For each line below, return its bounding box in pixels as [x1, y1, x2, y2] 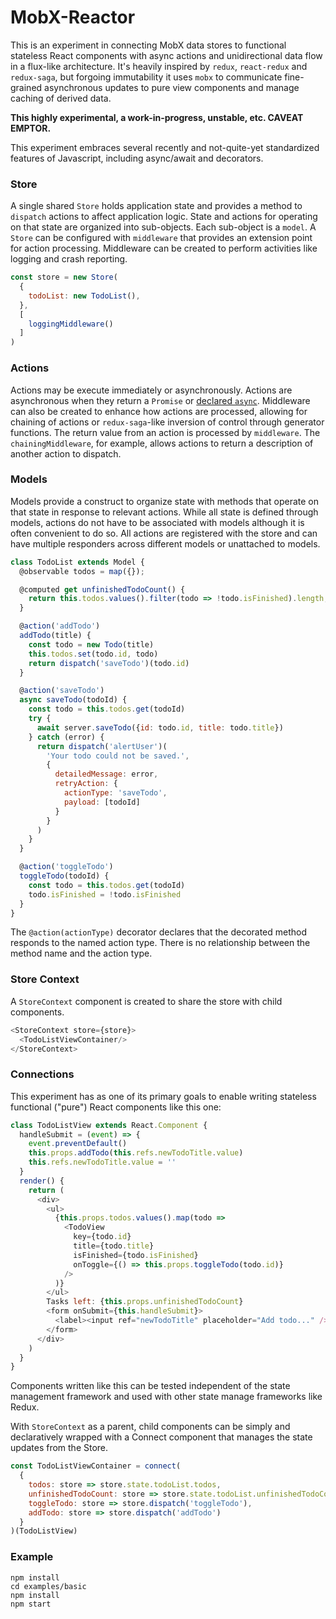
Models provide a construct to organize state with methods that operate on [10, 495, 319, 507]
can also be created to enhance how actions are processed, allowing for [10, 405, 308, 417]
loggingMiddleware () [28, 319, 114, 329]
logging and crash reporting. [10, 253, 128, 265]
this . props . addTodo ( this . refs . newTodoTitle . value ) [28, 1148, 244, 1158]
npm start [10, 1599, 52, 1609]
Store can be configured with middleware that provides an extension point [10, 232, 313, 244]
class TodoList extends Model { [10, 557, 145, 567]
